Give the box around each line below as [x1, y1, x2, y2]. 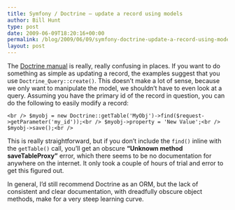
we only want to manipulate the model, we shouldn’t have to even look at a [7, 84, 222, 92]
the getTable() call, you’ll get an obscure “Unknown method [7, 144, 183, 152]
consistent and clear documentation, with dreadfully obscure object [7, 188, 203, 195]
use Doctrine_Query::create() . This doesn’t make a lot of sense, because [7, 77, 220, 84]
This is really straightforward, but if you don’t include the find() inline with [7, 137, 222, 145]
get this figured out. [7, 167, 64, 174]
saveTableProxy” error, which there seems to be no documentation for [7, 151, 212, 160]
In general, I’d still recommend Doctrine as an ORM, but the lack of [7, 180, 199, 188]
